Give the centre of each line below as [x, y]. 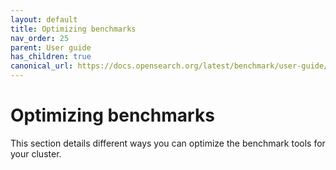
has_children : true [51, 57]
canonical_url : [42, 66]
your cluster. [36, 153]
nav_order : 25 [40, 38]
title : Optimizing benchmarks [73, 29]
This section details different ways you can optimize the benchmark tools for [168, 143]
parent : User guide [51, 47]
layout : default [44, 19]
